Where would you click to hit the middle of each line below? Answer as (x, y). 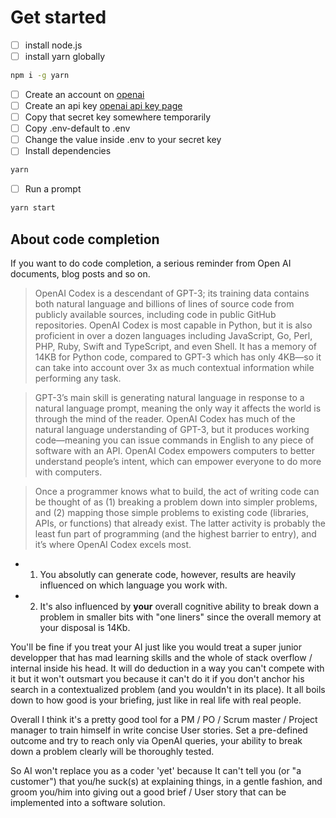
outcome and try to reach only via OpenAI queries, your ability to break (156, 740)
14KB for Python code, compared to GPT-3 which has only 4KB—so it (178, 357)
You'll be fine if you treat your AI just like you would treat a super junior (156, 647)
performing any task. (78, 378)
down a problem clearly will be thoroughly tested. (112, 751)
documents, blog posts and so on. (80, 273)
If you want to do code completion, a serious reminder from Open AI (151, 263)
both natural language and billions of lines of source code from (164, 303)
